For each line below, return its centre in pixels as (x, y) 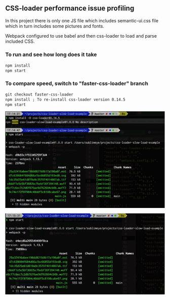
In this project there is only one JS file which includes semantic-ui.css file (82, 20)
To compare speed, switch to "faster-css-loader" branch (77, 83)
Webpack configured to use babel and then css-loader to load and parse (81, 36)
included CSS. (20, 41)
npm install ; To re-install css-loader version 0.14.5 (65, 100)
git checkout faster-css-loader (39, 95)
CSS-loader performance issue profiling (70, 8)
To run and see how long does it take (51, 54)
